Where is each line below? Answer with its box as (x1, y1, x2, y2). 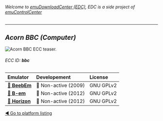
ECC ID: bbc (5, 57, 30, 63)
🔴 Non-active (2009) (36, 82, 85, 89)
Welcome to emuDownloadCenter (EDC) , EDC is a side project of (5, 4, 135, 10)
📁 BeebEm (7, 82, 32, 89)
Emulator (7, 74, 29, 81)
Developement (36, 74, 71, 81)
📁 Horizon (7, 98, 31, 104)
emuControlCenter (5, 9, 42, 15)
